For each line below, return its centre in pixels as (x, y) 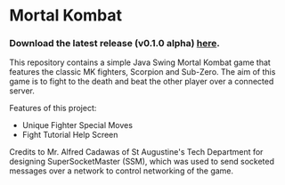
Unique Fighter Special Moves (77, 125)
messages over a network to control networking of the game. (122, 171)
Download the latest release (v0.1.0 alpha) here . (114, 44)
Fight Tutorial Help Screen (70, 135)
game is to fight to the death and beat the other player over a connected (142, 82)
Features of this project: (53, 109)
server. (22, 91)
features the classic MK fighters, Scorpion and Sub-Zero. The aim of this (142, 72)
